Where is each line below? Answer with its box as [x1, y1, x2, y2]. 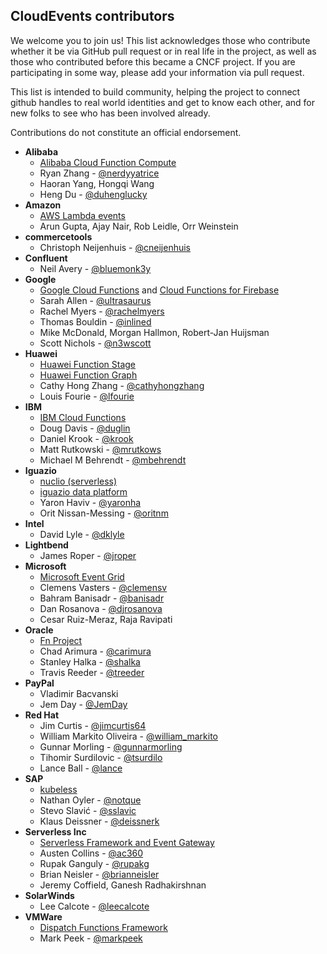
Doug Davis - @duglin [39, 422, 131, 434]
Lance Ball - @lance [39, 762, 123, 774]
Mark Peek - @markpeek [39, 932, 143, 944]
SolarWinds [24, 889, 75, 901]
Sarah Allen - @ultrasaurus [39, 294, 152, 306]
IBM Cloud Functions [39, 411, 127, 423]
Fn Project [39, 634, 83, 646]
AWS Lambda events [39, 209, 126, 221]
